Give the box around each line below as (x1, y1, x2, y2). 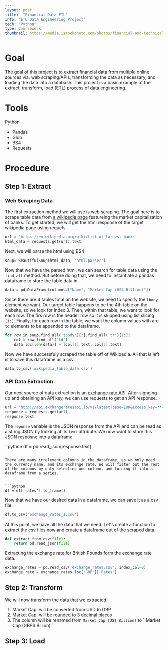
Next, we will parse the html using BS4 (5, 248, 85, 254)
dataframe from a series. (5, 470, 59, 476)
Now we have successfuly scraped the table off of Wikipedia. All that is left (5, 351, 160, 357)
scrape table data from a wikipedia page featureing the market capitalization (5, 214, 162, 220)
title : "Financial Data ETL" (5, 12, 68, 17)
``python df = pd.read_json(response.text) (5, 443, 92, 449)
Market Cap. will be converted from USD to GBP (12, 606, 111, 612)
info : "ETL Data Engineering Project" (5, 17, 86, 22)
